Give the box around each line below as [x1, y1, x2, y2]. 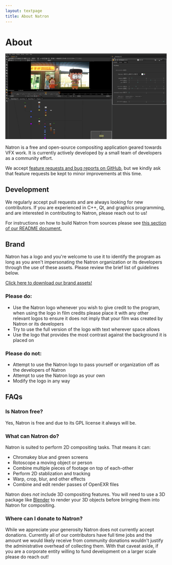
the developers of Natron [12, 367, 66, 373]
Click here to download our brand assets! [5, 280, 92, 286]
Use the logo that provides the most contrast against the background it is [12, 331, 167, 338]
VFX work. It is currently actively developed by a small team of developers [5, 149, 162, 156]
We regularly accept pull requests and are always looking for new [5, 199, 143, 205]
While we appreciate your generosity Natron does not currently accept [5, 527, 155, 533]
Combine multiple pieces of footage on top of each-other [12, 465, 134, 471]
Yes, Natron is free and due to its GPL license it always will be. [5, 419, 137, 426]
